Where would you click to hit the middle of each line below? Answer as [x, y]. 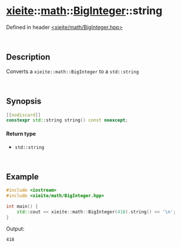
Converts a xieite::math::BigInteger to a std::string [72, 71]
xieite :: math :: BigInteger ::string [84, 11]
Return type [21, 133]
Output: [15, 229]
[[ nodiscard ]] [24, 115]
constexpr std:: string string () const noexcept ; [67, 120]
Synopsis [24, 101]
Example [22, 177]
